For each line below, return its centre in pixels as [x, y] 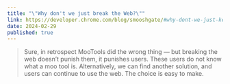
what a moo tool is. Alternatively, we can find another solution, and [118, 66]
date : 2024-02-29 [32, 26]
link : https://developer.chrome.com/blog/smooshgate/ [86, 20]
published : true [30, 32]
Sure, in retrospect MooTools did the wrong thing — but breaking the [120, 52]
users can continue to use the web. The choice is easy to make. [114, 74]
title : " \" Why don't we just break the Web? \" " [76, 13]
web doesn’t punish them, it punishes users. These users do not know [123, 59]
